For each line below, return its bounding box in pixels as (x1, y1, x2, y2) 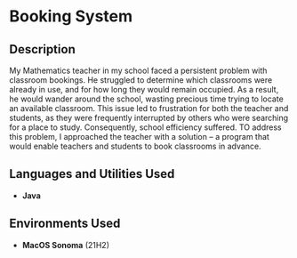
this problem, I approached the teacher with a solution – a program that (9, 132, 269, 141)
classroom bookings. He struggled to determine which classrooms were (9, 75, 273, 85)
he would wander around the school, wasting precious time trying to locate (9, 93, 285, 104)
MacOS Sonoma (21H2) (21, 239, 109, 250)
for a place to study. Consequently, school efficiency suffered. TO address (9, 122, 282, 133)
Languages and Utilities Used (9, 166, 175, 181)
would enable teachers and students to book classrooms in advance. (9, 141, 261, 151)
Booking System (9, 6, 133, 27)
